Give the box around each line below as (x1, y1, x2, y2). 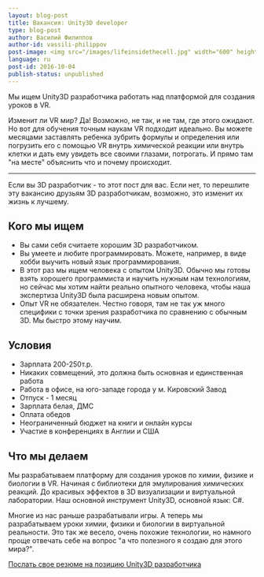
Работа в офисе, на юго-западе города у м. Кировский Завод (19, 385, 227, 394)
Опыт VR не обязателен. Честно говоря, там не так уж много (19, 299, 225, 308)
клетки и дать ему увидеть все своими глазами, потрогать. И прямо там (8, 149, 254, 158)
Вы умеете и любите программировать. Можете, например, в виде (19, 249, 247, 259)
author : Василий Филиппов (8, 33, 93, 42)
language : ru (8, 56, 51, 64)
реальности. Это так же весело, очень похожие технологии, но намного (8, 527, 251, 537)
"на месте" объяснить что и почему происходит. (8, 157, 172, 166)
